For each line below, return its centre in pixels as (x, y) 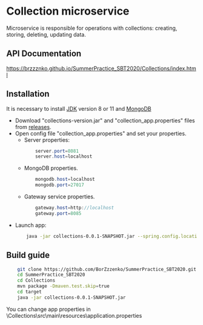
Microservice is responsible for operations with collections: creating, (92, 28)
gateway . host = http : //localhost (75, 208)
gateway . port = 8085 (58, 213)
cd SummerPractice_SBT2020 (51, 275)
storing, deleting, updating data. (46, 34)
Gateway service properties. (59, 197)
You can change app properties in (48, 309)
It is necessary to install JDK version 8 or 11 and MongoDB (79, 108)
